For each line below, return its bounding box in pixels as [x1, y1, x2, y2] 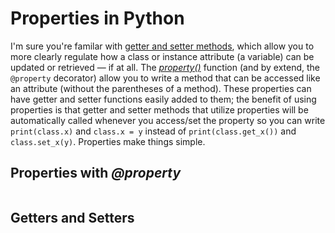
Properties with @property [10, 165, 182, 182]
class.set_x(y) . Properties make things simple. [10, 135, 206, 147]
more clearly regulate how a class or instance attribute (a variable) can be [10, 50, 315, 62]
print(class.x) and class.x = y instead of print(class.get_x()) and [10, 125, 297, 137]
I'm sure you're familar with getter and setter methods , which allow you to [10, 40, 315, 52]
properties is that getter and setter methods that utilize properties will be [10, 103, 309, 116]
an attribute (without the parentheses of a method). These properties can [10, 82, 312, 94]
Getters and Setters [10, 210, 135, 227]
